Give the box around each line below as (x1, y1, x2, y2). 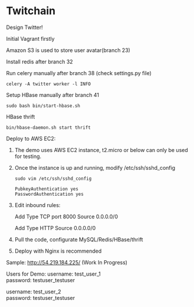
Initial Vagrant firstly (6, 35, 55, 42)
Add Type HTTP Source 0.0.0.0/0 (14, 224, 96, 231)
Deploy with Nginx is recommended (14, 247, 102, 254)
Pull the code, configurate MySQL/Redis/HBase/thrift (14, 235, 143, 243)
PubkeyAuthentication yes (14, 186, 78, 192)
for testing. (14, 153, 42, 160)
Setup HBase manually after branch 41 (6, 91, 99, 98)
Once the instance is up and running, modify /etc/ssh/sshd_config (14, 164, 176, 171)
